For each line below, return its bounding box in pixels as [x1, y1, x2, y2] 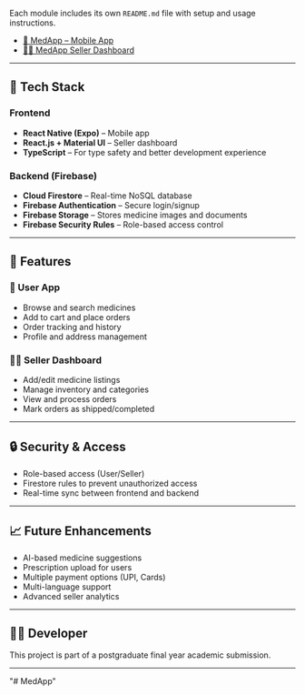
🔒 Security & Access [9, 439, 127, 455]
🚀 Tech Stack [9, 79, 85, 95]
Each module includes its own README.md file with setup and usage [9, 8, 256, 18]
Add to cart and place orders [22, 311, 131, 322]
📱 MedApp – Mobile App [22, 35, 114, 45]
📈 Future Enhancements [9, 523, 152, 539]
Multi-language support [22, 581, 112, 592]
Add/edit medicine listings [22, 374, 121, 385]
